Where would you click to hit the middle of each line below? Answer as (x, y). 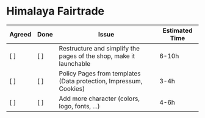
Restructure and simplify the (99, 48)
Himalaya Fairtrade (56, 11)
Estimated (178, 30)
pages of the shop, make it (97, 56)
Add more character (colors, (99, 99)
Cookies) (72, 88)
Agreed (20, 34)
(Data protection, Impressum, (101, 81)
